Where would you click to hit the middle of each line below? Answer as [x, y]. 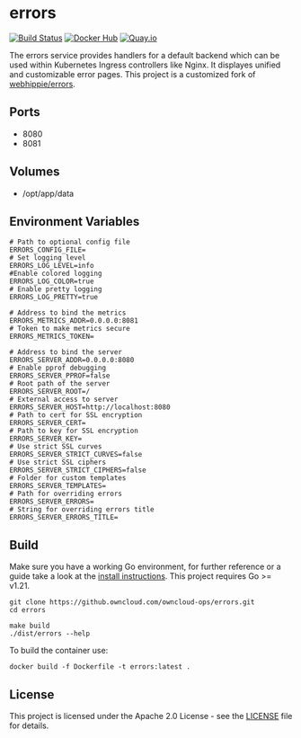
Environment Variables [75, 222]
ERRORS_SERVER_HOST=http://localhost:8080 [90, 407]
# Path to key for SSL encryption [74, 431]
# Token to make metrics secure [70, 329]
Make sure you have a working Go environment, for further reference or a [145, 567]
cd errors [28, 610]
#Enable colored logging [56, 274]
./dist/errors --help [50, 634]
